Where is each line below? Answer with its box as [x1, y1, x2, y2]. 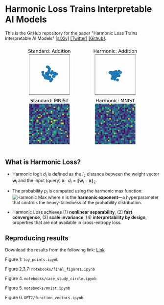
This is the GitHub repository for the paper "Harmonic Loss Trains [5, 30, 138, 36]
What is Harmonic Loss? [5, 158, 81, 166]
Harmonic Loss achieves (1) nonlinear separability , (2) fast [12, 209, 133, 215]
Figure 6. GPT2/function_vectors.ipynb [5, 294, 84, 300]
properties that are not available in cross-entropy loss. [12, 220, 122, 225]
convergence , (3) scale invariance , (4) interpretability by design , [12, 215, 147, 221]
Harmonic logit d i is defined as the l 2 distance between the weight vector [12, 171, 160, 178]
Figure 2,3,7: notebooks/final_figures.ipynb [5, 266, 95, 272]
